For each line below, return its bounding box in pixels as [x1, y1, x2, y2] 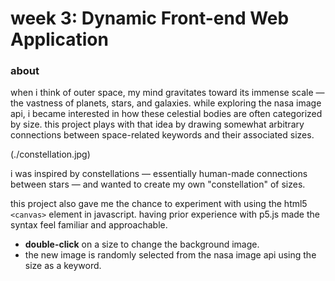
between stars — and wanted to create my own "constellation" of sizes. [10, 178, 306, 191]
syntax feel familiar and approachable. [10, 219, 168, 231]
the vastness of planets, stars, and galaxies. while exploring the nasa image [10, 97, 322, 109]
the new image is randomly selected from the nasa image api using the [24, 249, 317, 261]
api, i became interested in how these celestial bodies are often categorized [10, 108, 323, 120]
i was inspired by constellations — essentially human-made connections [10, 168, 308, 180]
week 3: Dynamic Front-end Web [10, 7, 290, 30]
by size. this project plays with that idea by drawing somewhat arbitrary [10, 118, 305, 131]
